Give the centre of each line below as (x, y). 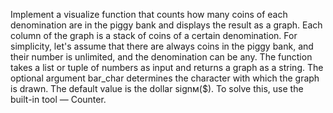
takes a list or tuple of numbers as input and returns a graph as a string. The (167, 67)
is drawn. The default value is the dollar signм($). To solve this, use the (157, 88)
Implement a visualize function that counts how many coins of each (149, 14)
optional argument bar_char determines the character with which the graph (165, 78)
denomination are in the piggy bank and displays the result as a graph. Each (166, 25)
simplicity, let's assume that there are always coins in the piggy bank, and (162, 46)
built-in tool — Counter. (58, 99)
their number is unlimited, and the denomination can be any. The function (161, 57)
